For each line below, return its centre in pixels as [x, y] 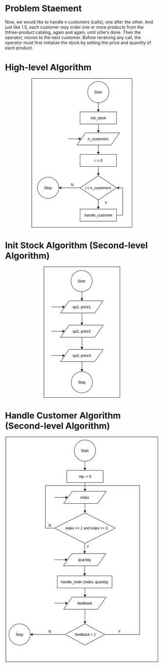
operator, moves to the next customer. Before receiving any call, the [73, 37]
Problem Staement [43, 9]
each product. [19, 48]
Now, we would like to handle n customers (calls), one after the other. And [79, 22]
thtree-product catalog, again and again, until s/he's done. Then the [73, 32]
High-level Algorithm [48, 67]
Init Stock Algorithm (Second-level [76, 246]
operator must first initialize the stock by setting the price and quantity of [78, 42]
